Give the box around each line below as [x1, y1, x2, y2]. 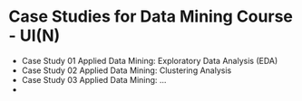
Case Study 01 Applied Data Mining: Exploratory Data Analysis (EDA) [21, 55, 278, 66]
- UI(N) [8, 25, 61, 46]
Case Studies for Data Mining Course [8, 6, 294, 27]
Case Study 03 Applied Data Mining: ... [21, 74, 167, 85]
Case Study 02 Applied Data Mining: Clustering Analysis [21, 65, 232, 76]
